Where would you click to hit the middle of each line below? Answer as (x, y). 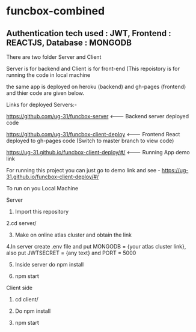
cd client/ (27, 299)
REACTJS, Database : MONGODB (69, 42)
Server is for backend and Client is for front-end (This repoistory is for (93, 68)
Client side (20, 288)
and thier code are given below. (45, 93)
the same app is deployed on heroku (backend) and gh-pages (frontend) (96, 86)
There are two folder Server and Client (54, 57)
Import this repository (42, 212)
